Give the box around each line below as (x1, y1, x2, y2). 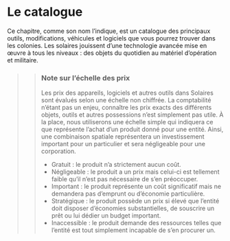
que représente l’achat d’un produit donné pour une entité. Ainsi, (41, 125, 224, 134)
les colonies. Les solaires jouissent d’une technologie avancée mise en (7, 41, 207, 49)
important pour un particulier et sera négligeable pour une (41, 140, 206, 148)
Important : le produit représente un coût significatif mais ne (51, 183, 222, 191)
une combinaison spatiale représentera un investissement (41, 133, 205, 141)
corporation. (41, 147, 77, 155)
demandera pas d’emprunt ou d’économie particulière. (51, 190, 205, 198)
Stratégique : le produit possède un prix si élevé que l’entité (51, 197, 220, 205)
